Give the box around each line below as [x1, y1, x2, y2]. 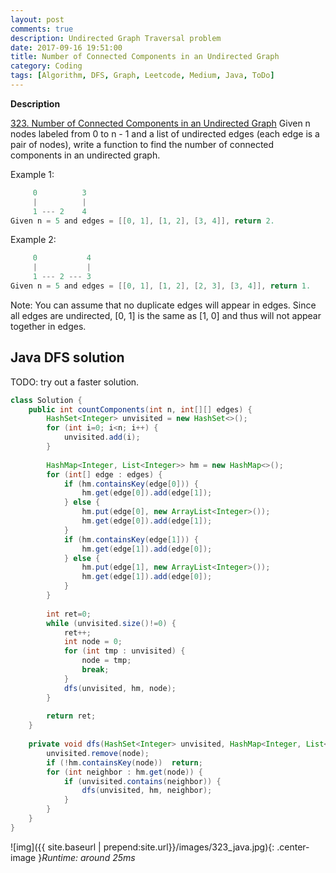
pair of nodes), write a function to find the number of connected [10, 138, 275, 150]
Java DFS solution [10, 349, 125, 366]
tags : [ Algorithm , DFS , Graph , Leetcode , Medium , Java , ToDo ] [10, 71, 275, 81]
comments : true [10, 24, 74, 34]
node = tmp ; [81, 656, 132, 666]
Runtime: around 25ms [41, 851, 136, 863]
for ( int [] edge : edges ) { [46, 469, 163, 480]
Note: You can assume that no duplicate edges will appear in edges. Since [10, 299, 317, 311]
